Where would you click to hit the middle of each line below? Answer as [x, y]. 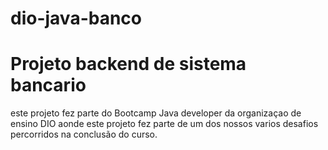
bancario [48, 85]
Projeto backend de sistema [128, 64]
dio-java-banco [76, 18]
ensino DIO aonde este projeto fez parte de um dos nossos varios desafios [164, 124]
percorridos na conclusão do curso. [84, 134]
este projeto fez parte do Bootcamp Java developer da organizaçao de [156, 113]
